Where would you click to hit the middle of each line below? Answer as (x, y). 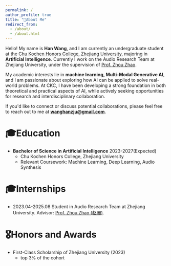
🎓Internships (36, 189)
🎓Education (33, 133)
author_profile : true (28, 15)
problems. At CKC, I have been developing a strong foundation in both (92, 85)
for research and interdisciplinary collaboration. (55, 96)
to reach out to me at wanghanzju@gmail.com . (56, 112)
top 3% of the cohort (42, 258)
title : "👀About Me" (26, 19)
